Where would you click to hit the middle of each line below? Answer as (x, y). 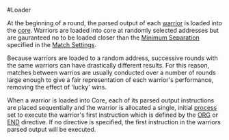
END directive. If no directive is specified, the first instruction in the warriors (114, 122)
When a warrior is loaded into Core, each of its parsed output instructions (111, 100)
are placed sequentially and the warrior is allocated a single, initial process (112, 108)
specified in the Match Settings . (52, 45)
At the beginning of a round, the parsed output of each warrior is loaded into (114, 23)
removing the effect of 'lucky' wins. (57, 87)
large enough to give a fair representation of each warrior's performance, (110, 80)
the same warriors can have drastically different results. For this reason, (108, 65)
